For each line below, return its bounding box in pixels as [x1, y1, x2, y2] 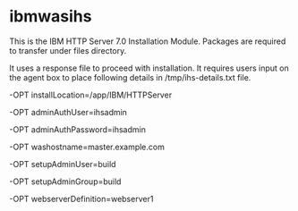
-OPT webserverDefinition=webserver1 [9, 193, 154, 204]
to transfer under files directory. [9, 45, 127, 55]
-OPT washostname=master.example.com [9, 141, 166, 152]
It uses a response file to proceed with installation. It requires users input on [9, 63, 289, 73]
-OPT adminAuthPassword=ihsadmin [9, 123, 146, 135]
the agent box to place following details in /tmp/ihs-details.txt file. [9, 72, 251, 82]
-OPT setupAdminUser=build [9, 158, 116, 169]
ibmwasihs [9, 6, 92, 27]
